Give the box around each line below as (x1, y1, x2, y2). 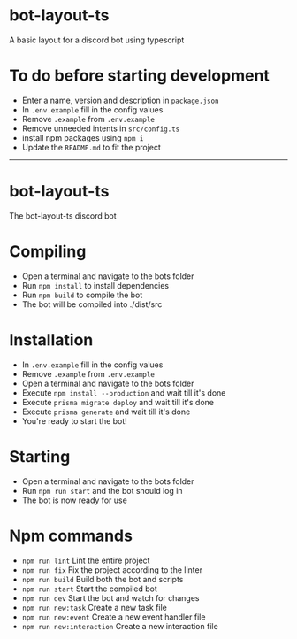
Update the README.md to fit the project (21, 142, 162, 152)
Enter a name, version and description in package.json (21, 95, 219, 105)
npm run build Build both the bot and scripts (21, 574, 184, 584)
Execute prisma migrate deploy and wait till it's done (21, 396, 215, 407)
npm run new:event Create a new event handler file (21, 612, 206, 622)
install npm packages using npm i (21, 132, 144, 142)
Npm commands (9, 526, 133, 545)
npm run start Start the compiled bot (21, 583, 157, 594)
